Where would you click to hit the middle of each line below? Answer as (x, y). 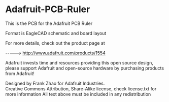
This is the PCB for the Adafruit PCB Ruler (49, 23)
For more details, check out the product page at (55, 43)
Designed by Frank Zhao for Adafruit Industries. (55, 83)
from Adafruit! (20, 73)
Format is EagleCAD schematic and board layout (56, 33)
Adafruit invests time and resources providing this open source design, (79, 62)
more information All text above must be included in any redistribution (78, 94)
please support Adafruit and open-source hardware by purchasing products (84, 68)
